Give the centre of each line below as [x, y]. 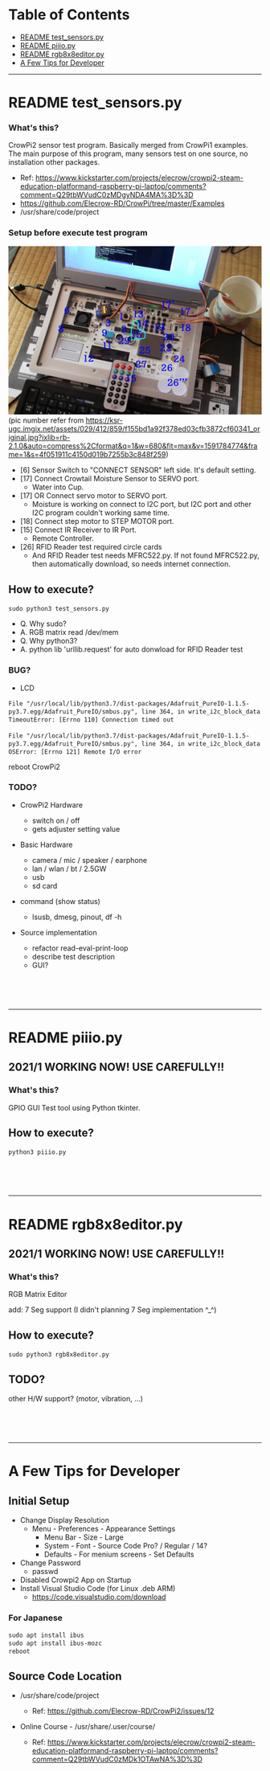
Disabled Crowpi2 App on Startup [76, 1580]
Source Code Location [65, 1676]
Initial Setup [39, 1501]
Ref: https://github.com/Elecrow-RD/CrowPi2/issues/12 [123, 1711]
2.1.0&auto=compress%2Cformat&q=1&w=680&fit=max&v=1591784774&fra [133, 446]
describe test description [73, 956]
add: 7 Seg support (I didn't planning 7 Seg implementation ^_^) [112, 1310]
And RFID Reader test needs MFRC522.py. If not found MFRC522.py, [145, 555]
